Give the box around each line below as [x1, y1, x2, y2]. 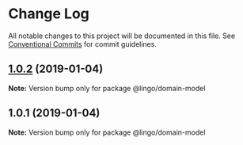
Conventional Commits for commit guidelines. [8, 39, 157, 48]
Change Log [8, 5, 89, 23]
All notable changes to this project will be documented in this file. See [8, 31, 236, 40]
